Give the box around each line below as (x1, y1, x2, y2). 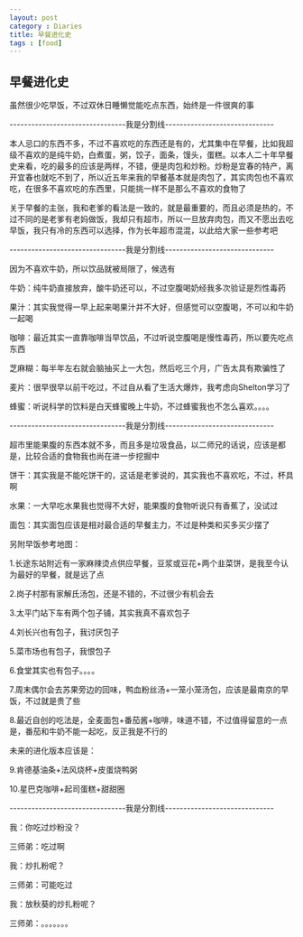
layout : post (9, 13, 59, 23)
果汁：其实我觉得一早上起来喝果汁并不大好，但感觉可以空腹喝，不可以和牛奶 (9, 302, 294, 312)
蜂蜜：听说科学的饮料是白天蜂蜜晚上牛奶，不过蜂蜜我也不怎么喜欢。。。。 (9, 401, 274, 412)
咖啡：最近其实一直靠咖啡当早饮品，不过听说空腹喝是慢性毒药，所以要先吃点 (9, 332, 294, 343)
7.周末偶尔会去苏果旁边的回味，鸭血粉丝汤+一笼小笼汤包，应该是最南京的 (9, 684, 281, 695)
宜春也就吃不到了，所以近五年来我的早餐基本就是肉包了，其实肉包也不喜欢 (16, 172, 294, 183)
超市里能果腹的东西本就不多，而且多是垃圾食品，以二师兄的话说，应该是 (9, 440, 278, 450)
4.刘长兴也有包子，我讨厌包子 (9, 626, 120, 637)
